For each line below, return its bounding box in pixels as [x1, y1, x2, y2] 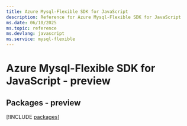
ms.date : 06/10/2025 [6, 20, 57, 25]
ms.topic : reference [6, 25, 57, 31]
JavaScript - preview [6, 75, 111, 88]
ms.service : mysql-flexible [6, 36, 76, 42]
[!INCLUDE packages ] [6, 114, 60, 120]
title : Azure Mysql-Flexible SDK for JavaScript [6, 8, 128, 15]
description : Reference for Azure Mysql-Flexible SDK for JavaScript [6, 14, 182, 20]
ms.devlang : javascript [6, 31, 65, 37]
